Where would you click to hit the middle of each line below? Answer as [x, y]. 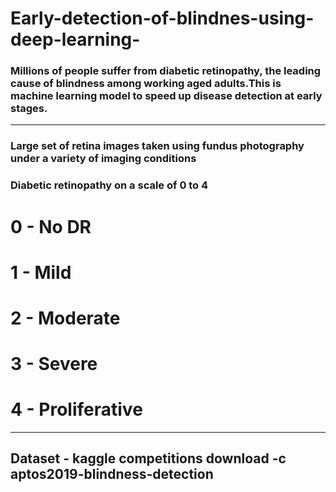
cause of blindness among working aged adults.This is [146, 84]
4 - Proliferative [76, 409]
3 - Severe [54, 364]
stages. [29, 109]
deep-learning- [75, 39]
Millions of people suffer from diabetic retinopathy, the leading [166, 71]
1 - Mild [41, 272]
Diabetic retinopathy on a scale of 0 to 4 [109, 185]
